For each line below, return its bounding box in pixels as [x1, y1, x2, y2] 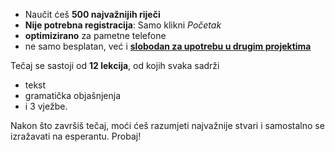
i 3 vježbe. [24, 100, 68, 112]
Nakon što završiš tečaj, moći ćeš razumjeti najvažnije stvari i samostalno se [10, 120, 325, 131]
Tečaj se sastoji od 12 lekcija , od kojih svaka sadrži [10, 60, 220, 71]
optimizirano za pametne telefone [24, 30, 167, 41]
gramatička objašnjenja [24, 90, 122, 101]
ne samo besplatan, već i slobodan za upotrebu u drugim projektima [24, 40, 312, 52]
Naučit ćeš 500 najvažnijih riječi [24, 9, 161, 20]
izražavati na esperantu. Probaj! [10, 130, 142, 142]
